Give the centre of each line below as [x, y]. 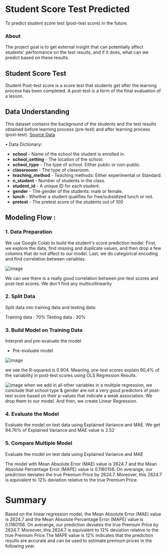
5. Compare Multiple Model [39, 443]
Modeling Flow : [30, 218]
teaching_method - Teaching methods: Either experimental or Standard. [87, 175]
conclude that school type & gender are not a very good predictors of [77, 390]
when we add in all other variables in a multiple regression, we [88, 385]
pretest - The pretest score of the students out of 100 [68, 202]
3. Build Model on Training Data [44, 330]
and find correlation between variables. [46, 258]
